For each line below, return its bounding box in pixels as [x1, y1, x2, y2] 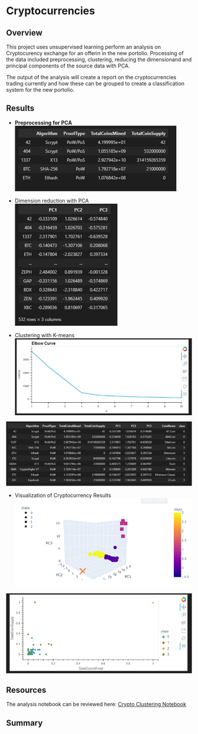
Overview [6, 28, 43, 38]
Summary [6, 717, 43, 728]
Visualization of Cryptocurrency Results [14, 492, 111, 499]
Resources [6, 685, 47, 695]
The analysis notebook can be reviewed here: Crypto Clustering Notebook [6, 701, 187, 708]
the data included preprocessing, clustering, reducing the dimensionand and [6, 56, 192, 63]
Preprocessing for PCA [14, 119, 72, 126]
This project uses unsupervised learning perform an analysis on [6, 43, 161, 50]
